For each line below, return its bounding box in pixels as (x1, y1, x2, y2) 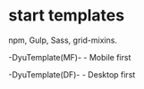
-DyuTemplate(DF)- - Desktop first (8, 69, 136, 80)
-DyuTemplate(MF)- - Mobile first (8, 52, 131, 62)
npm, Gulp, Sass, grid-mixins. (8, 35, 118, 45)
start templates (8, 5, 125, 26)
